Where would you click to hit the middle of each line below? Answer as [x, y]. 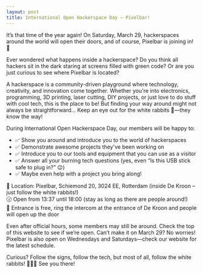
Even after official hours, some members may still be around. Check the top [101, 226]
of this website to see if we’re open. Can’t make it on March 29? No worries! [101, 232]
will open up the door [33, 214]
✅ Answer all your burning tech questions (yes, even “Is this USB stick [103, 160]
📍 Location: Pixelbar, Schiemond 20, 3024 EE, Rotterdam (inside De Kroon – [101, 186]
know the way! [25, 116]
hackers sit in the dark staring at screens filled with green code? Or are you [100, 66]
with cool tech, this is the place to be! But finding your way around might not [101, 103]
